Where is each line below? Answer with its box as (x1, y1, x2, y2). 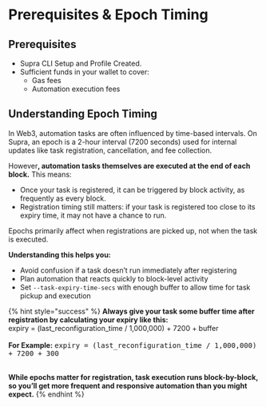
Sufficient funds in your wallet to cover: (19, 67, 150, 77)
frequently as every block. (19, 194, 106, 203)
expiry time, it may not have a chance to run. (19, 210, 167, 220)
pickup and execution (19, 290, 92, 301)
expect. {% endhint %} (8, 389, 85, 399)
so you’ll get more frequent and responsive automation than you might (8, 381, 248, 390)
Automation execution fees (31, 84, 121, 94)
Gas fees (31, 76, 62, 85)
